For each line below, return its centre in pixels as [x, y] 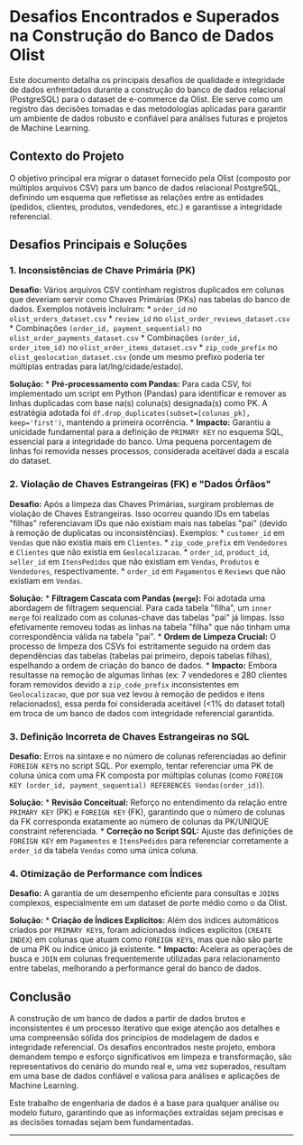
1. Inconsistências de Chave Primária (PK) [102, 271]
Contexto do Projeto [67, 157]
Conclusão [41, 997]
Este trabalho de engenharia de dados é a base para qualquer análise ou [144, 1103]
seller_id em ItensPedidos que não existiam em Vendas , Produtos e [134, 561]
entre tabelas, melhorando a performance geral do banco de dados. [135, 968]
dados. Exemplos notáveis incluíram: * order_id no [103, 309]
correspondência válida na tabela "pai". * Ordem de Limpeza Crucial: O [143, 636]
